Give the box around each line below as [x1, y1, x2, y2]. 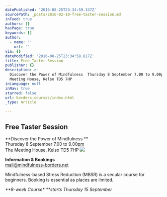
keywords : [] [5, 30, 32, 35]
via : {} [5, 49, 21, 54]
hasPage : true [5, 26, 35, 31]
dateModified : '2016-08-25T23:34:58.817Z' [5, 53, 94, 59]
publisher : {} [5, 63, 35, 68]
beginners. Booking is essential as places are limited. [5, 177, 114, 183]
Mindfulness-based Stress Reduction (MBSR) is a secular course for [5, 171, 145, 177]
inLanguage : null [5, 81, 41, 86]
